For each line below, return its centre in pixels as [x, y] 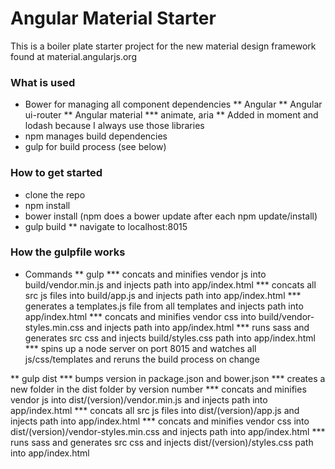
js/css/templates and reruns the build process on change [142, 359]
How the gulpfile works [68, 252]
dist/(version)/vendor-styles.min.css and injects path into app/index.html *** [168, 431]
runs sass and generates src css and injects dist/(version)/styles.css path [162, 442]
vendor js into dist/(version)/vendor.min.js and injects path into [139, 399]
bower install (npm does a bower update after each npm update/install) [171, 216]
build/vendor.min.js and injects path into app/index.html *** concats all [170, 284]
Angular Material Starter [113, 18]
